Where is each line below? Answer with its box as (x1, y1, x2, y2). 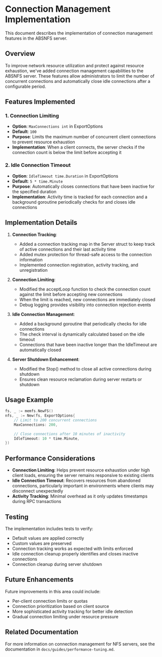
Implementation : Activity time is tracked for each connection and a (12, 194, 148, 200)
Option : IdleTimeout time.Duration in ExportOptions (12, 173, 119, 179)
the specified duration (12, 188, 57, 194)
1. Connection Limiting (5, 112, 60, 119)
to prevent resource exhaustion (12, 139, 75, 145)
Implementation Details (5, 218, 78, 227)
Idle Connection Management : (12, 311, 75, 317)
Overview (5, 50, 36, 58)
